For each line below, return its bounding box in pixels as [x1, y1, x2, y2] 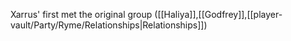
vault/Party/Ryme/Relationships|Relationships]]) [10, 19, 208, 31]
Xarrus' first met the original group [10, 9, 153, 20]
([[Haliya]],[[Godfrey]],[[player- [154, 9, 283, 20]
